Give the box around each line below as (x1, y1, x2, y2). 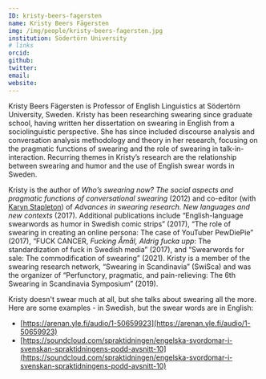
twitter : (8, 64, 38, 72)
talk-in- (220, 144, 244, 153)
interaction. (8, 152, 46, 161)
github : (8, 57, 34, 65)
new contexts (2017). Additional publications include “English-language (8, 210, 244, 220)
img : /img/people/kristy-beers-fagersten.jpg (8, 26, 163, 35)
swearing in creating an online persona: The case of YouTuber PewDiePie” (8, 227, 254, 237)
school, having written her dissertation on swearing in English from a (8, 118, 235, 128)
